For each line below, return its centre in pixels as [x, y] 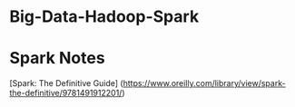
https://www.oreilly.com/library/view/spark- [204, 83]
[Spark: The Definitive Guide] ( [67, 83]
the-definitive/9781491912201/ [66, 93]
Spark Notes [58, 58]
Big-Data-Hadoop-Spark [104, 17]
